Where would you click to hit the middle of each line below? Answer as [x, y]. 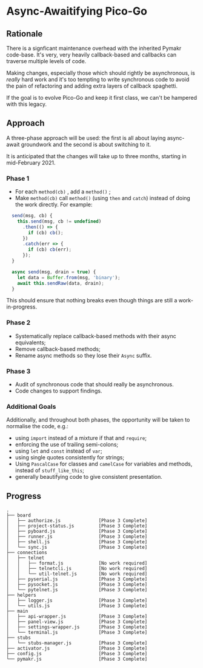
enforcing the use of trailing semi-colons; [67, 445]
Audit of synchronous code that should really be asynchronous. [94, 384]
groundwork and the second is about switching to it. [86, 144]
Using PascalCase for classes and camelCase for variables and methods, [104, 464]
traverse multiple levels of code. [46, 61]
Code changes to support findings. [58, 391]
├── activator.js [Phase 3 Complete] [77, 649]
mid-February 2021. [31, 162]
